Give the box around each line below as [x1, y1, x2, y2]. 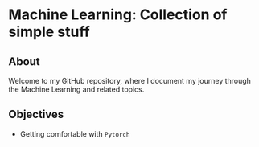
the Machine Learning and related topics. [8, 84, 145, 94]
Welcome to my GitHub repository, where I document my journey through [8, 76, 252, 85]
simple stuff [8, 22, 90, 41]
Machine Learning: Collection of [8, 6, 228, 24]
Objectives [8, 108, 64, 121]
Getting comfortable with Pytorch [19, 129, 130, 138]
